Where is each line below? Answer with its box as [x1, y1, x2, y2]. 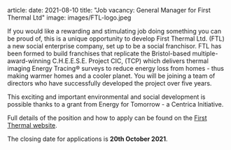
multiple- [192, 49, 218, 57]
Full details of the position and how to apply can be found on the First [7, 114, 208, 122]
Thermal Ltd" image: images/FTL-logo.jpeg [7, 13, 132, 22]
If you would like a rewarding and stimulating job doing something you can [7, 27, 222, 35]
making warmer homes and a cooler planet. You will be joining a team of [7, 71, 216, 80]
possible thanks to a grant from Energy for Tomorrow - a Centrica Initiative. [7, 100, 224, 108]
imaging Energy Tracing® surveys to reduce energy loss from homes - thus [7, 64, 224, 72]
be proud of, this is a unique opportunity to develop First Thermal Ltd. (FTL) [7, 34, 225, 43]
